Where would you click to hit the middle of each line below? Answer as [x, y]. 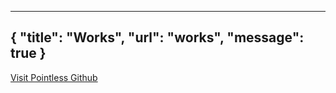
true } [28, 53]
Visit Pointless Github [54, 77]
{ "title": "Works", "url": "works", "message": [157, 37]
